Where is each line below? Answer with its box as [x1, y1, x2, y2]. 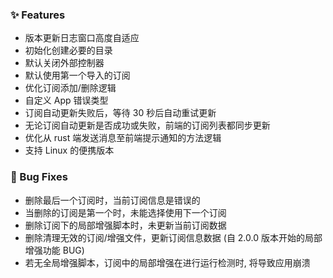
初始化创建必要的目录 [24, 44, 113, 57]
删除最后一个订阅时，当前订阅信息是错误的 [24, 194, 201, 206]
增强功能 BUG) [24, 244, 85, 256]
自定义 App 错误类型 [24, 94, 109, 107]
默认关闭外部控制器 [24, 57, 105, 69]
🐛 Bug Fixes [10, 170, 68, 184]
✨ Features [10, 8, 66, 22]
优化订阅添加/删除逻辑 [24, 82, 117, 94]
